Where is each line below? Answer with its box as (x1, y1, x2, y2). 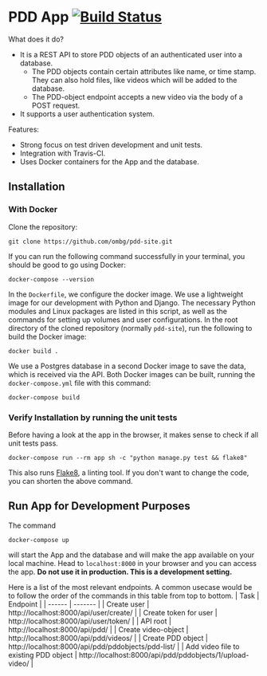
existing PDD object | (8, 650, 77, 659)
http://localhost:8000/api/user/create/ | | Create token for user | (8, 607, 218, 617)
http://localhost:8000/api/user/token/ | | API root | (8, 616, 171, 626)
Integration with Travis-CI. (19, 148, 106, 158)
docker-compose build (8, 393, 80, 402)
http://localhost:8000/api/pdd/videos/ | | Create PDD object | (8, 633, 209, 643)
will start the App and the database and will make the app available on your (8, 550, 255, 560)
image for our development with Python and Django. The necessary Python (8, 297, 257, 307)
